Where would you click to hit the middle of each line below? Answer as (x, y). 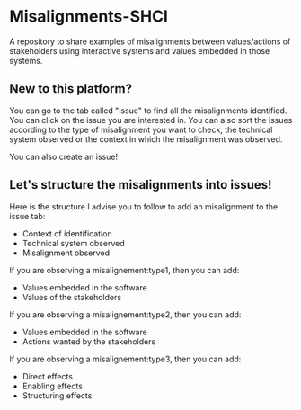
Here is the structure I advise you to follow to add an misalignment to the (144, 206)
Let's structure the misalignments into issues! (141, 185)
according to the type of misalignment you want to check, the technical (141, 129)
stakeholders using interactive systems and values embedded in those (140, 50)
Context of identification (67, 233)
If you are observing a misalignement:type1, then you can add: (124, 270)
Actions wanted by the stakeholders (89, 341)
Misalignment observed (66, 253)
